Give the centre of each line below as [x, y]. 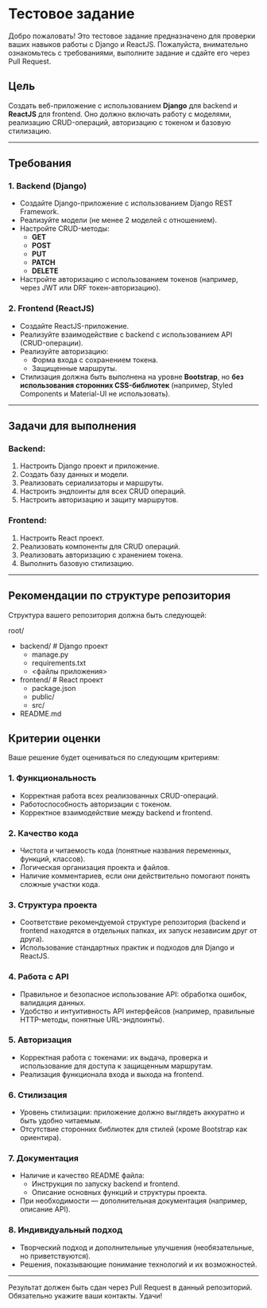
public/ [43, 697]
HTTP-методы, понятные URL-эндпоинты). [92, 1019]
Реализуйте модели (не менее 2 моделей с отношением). [118, 221]
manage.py [50, 654]
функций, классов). [52, 859]
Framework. [39, 212]
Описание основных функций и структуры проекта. [119, 1193]
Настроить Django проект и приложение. [89, 466]
